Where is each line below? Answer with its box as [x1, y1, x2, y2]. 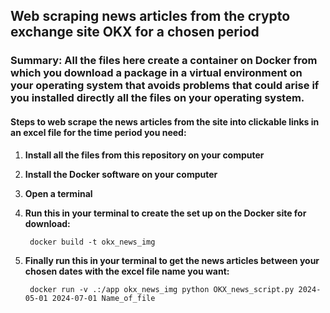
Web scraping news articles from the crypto [10, 8, 291, 25]
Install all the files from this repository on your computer [24, 149, 265, 161]
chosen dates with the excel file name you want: [24, 265, 230, 277]
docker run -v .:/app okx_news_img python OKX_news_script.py [29, 284, 295, 294]
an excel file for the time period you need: [10, 126, 187, 138]
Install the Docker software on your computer [24, 168, 218, 180]
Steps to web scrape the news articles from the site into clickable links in [10, 115, 320, 128]
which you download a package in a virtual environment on [10, 66, 303, 80]
